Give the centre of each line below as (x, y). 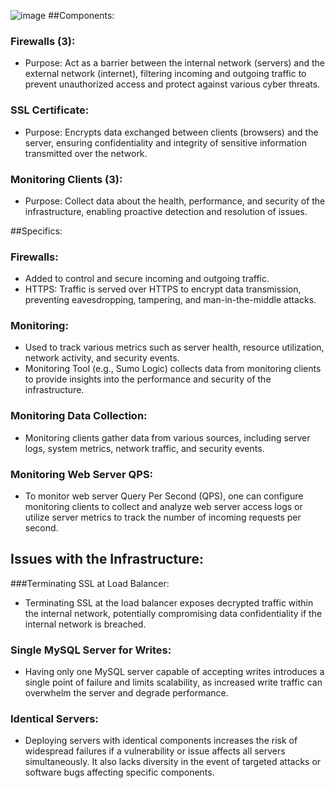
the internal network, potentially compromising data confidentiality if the (173, 613)
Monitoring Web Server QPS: (82, 474)
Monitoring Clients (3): (66, 179)
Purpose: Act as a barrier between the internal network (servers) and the (175, 63)
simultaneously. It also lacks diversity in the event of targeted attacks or (173, 762)
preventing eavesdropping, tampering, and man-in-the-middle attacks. (170, 300)
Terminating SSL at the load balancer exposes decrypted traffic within (169, 602)
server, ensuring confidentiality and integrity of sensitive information (165, 142)
